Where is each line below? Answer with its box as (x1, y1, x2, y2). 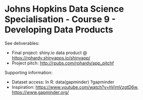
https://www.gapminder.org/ (11, 89, 69, 95)
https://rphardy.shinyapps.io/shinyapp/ (11, 55, 91, 60)
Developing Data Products (4, 24, 114, 35)
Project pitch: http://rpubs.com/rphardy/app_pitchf (11, 60, 114, 66)
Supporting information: (4, 69, 53, 75)
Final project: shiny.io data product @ (11, 50, 87, 56)
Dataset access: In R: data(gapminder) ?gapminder (11, 79, 115, 85)
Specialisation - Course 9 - (4, 14, 116, 25)
